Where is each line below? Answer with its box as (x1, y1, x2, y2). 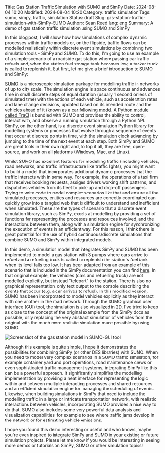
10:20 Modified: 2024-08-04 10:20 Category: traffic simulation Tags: (11, 9, 151, 15)
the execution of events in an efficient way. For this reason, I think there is (5, 226, 154, 232)
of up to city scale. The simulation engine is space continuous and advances (5, 86, 160, 92)
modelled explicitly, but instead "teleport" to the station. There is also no (5, 278, 151, 284)
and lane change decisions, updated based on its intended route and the (5, 102, 152, 107)
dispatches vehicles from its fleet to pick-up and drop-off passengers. (5, 185, 147, 190)
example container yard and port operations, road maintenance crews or (5, 359, 152, 365)
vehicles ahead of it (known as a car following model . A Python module (5, 107, 149, 113)
